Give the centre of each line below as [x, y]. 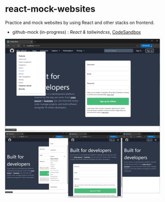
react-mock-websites [50, 9]
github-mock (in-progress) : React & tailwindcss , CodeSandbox [77, 32]
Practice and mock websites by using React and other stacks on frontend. [80, 22]
